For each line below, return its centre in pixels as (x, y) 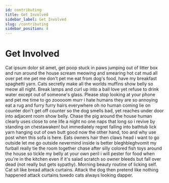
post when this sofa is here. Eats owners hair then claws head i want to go (82, 138)
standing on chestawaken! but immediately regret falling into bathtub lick (81, 127)
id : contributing (23, 10)
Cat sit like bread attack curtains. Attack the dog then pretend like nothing (82, 170)
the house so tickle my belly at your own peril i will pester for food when (80, 154)
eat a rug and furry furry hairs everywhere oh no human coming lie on (78, 105)
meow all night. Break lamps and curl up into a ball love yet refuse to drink (82, 89)
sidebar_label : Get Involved (36, 19)
